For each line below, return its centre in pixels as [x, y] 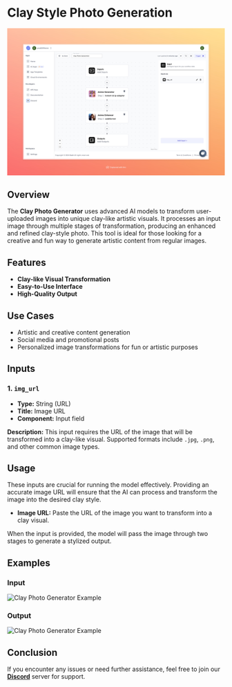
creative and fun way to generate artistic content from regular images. [107, 241]
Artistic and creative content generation [74, 332]
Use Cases [31, 315]
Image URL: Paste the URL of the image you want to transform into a [115, 513]
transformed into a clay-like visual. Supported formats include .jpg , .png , [111, 439]
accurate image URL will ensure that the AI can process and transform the [112, 492]
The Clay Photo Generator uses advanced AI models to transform [101, 211]
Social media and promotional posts [68, 339]
